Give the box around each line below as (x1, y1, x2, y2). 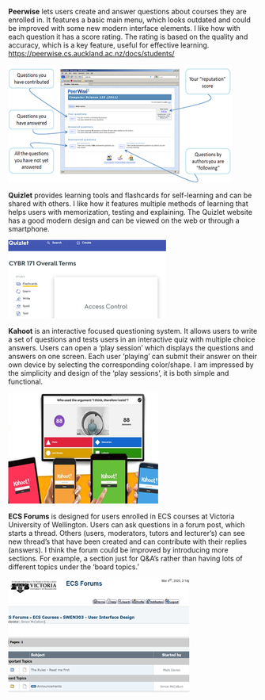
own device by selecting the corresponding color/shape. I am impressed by (8, 360, 255, 369)
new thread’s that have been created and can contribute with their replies (8, 537, 248, 546)
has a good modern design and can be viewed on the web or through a (8, 216, 240, 225)
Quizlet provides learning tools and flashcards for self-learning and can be (8, 190, 252, 200)
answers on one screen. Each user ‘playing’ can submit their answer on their (8, 352, 257, 361)
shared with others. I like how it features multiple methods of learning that (8, 199, 248, 208)
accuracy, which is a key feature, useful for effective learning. (8, 40, 210, 50)
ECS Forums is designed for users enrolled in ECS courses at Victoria (8, 511, 235, 521)
